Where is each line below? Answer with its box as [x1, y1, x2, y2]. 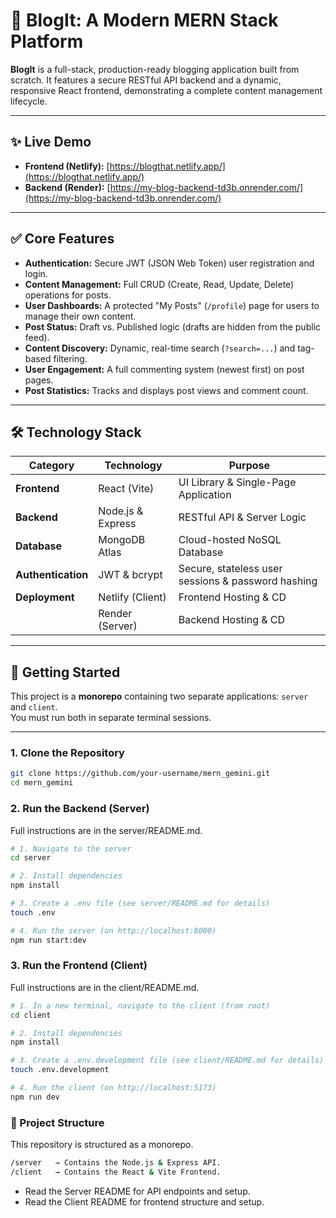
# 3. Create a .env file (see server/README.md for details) [10, 899, 271, 909]
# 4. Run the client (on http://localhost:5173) [10, 1083, 217, 1093]
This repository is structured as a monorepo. [10, 1139, 194, 1151]
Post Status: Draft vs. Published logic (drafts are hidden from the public [24, 320, 322, 333]
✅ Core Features [10, 230, 115, 248]
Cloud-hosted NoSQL [178, 533, 282, 547]
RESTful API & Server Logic [178, 510, 307, 524]
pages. [24, 374, 54, 386]
